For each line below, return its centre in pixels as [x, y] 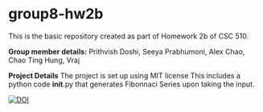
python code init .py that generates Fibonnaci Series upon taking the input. [131, 84]
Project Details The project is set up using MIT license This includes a [125, 75]
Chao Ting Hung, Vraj [44, 60]
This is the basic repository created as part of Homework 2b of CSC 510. [129, 36]
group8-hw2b [56, 14]
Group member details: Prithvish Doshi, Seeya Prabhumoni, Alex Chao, [127, 51]
